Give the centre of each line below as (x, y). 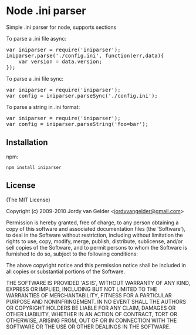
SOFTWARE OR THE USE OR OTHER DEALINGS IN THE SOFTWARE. (88, 326)
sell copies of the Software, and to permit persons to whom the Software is (97, 247)
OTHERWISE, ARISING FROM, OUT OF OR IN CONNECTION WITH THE (92, 320)
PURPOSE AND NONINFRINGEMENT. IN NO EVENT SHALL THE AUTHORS (96, 301)
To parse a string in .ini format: (43, 107)
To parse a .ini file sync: (35, 78)
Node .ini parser (46, 11)
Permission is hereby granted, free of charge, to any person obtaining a (92, 223)
